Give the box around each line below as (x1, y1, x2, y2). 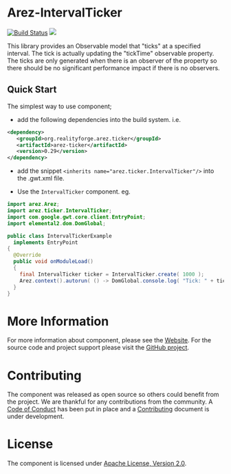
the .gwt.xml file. (16, 174, 65, 183)
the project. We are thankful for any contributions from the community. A (7, 398, 213, 406)
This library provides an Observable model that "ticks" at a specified (7, 41, 201, 50)
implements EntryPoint (13, 239, 78, 246)
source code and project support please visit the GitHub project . (7, 343, 190, 352)
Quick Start (7, 84, 57, 96)
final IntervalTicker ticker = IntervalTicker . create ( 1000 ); (19, 271, 205, 278)
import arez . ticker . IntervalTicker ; (7, 207, 112, 214)
